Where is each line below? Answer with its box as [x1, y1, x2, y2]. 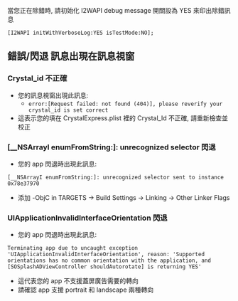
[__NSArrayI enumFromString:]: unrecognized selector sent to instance [7, 174, 224, 181]
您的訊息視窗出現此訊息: [17, 91, 89, 100]
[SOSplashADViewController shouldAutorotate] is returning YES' [7, 263, 202, 270]
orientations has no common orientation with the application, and [7, 257, 212, 265]
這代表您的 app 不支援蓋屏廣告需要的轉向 [17, 277, 139, 285]
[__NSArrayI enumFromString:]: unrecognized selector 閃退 [7, 142, 216, 152]
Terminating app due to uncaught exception [7, 245, 139, 252]
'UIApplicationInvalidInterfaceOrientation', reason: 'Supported [7, 251, 205, 258]
